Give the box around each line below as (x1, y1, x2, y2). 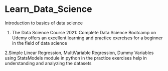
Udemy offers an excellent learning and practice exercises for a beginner (12, 35, 163, 41)
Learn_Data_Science (5, 3, 92, 15)
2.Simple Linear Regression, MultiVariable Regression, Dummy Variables (5, 50, 154, 56)
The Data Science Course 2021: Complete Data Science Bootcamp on (12, 29, 156, 35)
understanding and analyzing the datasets (5, 60, 92, 66)
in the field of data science (12, 40, 67, 46)
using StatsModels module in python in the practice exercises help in (5, 55, 147, 61)
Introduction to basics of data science (5, 20, 83, 26)
